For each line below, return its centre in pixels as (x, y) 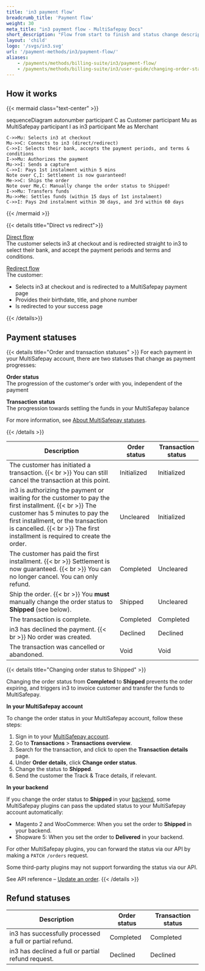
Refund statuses (38, 899)
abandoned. (27, 655)
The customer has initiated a (50, 465)
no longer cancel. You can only (54, 577)
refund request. (31, 959)
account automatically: (35, 812)
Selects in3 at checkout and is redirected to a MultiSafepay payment (101, 287)
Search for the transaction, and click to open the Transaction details (102, 749)
